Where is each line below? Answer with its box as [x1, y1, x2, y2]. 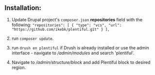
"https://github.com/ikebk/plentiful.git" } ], [11, 27, 110, 32]
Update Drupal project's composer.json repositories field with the [11, 16, 143, 22]
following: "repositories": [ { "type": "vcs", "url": [11, 22, 122, 28]
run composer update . [11, 35, 54, 41]
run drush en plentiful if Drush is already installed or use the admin [11, 45, 149, 50]
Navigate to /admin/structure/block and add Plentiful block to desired [11, 59, 151, 65]
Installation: [4, 4, 42, 12]
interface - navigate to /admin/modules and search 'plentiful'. [11, 50, 135, 56]
